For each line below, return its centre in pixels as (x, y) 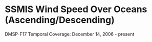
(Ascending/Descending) (60, 20)
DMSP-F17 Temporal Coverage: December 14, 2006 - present (70, 34)
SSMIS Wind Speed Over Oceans (76, 9)
